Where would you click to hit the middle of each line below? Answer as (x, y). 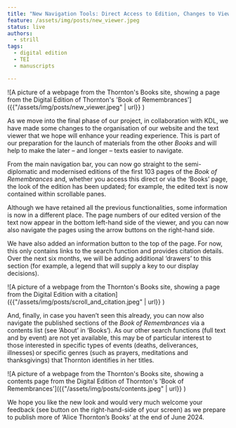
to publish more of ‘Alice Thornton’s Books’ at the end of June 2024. (106, 417)
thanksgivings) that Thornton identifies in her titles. (81, 360)
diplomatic (22, 171)
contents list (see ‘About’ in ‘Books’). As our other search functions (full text (117, 330)
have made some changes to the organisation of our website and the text (113, 128)
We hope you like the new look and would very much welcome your (105, 402)
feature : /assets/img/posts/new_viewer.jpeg (73, 20)
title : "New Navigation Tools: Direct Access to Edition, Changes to (111, 14)
